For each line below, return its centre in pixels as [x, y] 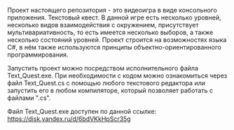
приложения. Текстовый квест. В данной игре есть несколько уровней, [114, 17]
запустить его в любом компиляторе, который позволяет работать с [110, 91]
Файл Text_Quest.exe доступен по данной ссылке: [82, 111]
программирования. [38, 55]
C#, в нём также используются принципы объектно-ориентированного [115, 47]
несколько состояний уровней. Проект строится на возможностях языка [117, 40]
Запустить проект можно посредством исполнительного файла [103, 68]
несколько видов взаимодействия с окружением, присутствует [103, 25]
